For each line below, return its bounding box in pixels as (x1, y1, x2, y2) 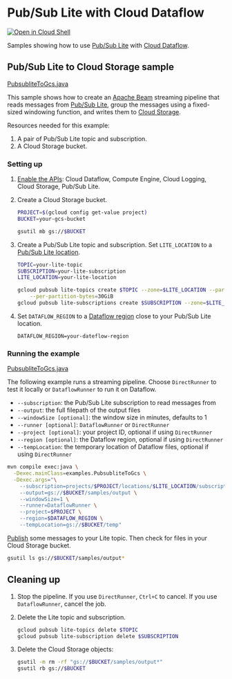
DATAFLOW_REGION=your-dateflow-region (17, 332, 129, 340)
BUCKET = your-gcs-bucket (17, 215, 86, 222)
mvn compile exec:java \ (7, 464, 79, 471)
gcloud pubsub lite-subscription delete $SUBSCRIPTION (17, 633, 179, 640)
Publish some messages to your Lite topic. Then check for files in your (7, 534, 208, 542)
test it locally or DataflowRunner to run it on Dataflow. (7, 386, 157, 394)
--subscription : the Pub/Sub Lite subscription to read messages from (17, 399, 216, 407)
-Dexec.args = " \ (13, 476, 57, 483)
